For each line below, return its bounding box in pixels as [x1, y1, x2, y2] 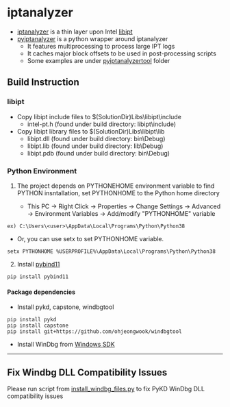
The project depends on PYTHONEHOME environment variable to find [16, 182, 215, 190]
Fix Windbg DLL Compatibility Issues [7, 367, 168, 378]
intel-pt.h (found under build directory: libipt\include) [27, 120, 177, 128]
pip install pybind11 [7, 273, 69, 280]
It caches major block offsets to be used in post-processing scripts [27, 49, 217, 58]
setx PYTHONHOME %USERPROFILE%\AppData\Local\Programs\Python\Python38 [7, 248, 216, 255]
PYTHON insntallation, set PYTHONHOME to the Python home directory [16, 188, 220, 197]
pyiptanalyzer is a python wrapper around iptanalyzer [16, 34, 168, 42]
